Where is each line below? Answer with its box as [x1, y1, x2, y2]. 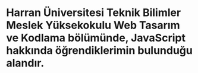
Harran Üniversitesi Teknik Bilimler [6, 6, 181, 20]
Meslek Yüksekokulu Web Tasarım [6, 18, 180, 32]
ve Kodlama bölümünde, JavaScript [6, 31, 186, 45]
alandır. [6, 56, 45, 70]
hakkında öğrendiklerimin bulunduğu [6, 44, 193, 58]
